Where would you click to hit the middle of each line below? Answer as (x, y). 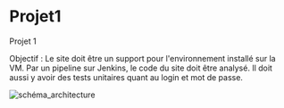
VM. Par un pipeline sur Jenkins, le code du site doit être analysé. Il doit (141, 68)
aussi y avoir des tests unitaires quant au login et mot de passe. (126, 77)
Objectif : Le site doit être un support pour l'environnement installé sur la (142, 58)
